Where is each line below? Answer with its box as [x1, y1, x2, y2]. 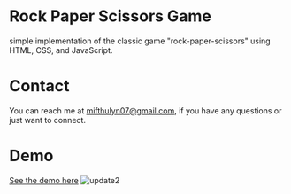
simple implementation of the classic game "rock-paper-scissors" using [9, 35, 272, 46]
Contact [9, 76, 70, 97]
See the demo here [9, 175, 80, 185]
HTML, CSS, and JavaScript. [9, 44, 113, 55]
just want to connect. [9, 114, 87, 125]
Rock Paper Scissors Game [9, 6, 212, 27]
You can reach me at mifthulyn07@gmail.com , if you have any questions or [9, 105, 282, 116]
